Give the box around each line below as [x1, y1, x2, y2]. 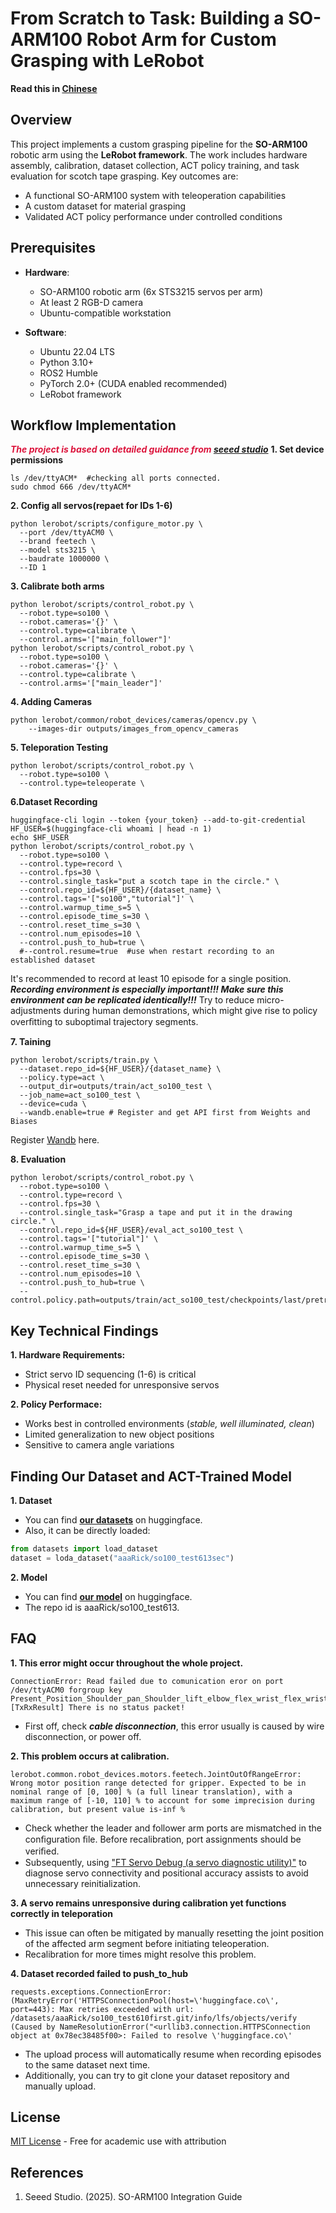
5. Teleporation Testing [10, 742, 109, 754]
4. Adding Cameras [10, 696, 93, 708]
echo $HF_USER [10, 833, 70, 843]
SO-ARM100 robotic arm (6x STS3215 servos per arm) [39, 285, 264, 297]
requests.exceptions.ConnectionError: [10, 1987, 172, 1997]
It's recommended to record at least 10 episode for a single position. [10, 973, 292, 985]
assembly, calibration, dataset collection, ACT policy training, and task [10, 159, 300, 171]
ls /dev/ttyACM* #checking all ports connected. [10, 473, 222, 484]
